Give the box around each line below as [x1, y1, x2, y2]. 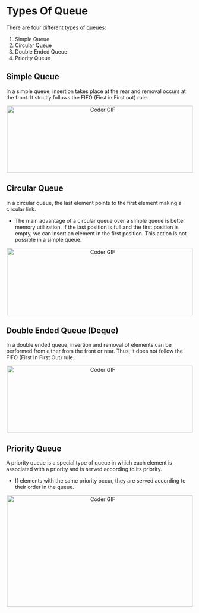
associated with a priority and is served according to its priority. [6, 466, 162, 473]
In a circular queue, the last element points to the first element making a [6, 199, 182, 206]
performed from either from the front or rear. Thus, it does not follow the [6, 347, 183, 355]
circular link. [6, 206, 36, 213]
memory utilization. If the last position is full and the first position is [14, 223, 179, 231]
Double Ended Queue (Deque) [6, 325, 119, 335]
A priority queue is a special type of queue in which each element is [6, 459, 172, 466]
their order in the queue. [14, 484, 74, 491]
